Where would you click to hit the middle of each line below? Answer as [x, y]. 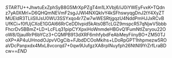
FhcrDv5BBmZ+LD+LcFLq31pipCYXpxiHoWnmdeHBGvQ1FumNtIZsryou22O [85, 29]
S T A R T [13, 7]
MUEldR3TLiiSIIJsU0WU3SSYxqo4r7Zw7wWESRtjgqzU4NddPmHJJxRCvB [85, 18]
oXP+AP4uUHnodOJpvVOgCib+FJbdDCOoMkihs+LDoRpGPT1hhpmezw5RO [86, 40]
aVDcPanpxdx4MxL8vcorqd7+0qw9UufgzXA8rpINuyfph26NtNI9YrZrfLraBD [86, 45]
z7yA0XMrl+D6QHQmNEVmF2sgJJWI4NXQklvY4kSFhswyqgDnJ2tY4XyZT [85, 13]
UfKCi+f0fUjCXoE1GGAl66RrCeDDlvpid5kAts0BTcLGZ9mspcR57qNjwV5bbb [86, 24]
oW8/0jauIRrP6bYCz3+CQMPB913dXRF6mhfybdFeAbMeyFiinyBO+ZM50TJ [85, 35]
